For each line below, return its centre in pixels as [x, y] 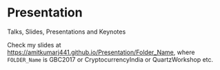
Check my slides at [34, 45]
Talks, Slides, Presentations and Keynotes [67, 32]
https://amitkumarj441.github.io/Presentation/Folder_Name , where [101, 52]
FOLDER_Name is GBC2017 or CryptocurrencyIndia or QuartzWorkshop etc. [110, 59]
